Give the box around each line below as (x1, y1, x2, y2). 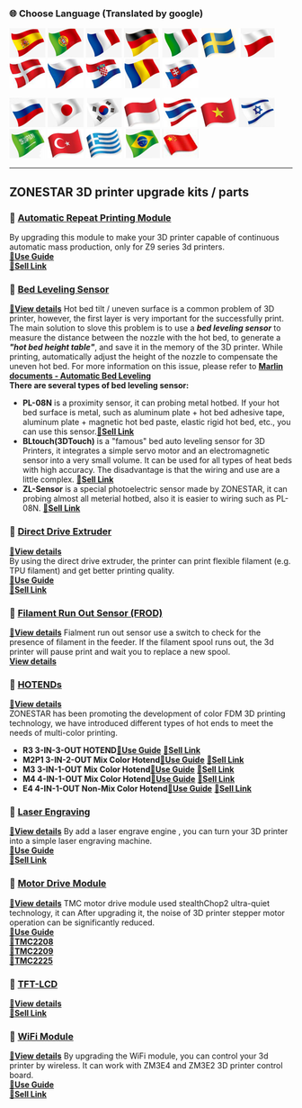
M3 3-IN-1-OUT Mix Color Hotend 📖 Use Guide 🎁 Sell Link (22, 764, 235, 775)
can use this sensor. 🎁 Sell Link (22, 426, 135, 437)
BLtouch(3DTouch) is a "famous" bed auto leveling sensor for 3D (22, 436, 265, 447)
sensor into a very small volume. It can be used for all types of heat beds (22, 455, 292, 466)
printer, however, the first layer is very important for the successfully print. (9, 313, 285, 324)
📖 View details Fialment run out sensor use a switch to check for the (9, 627, 262, 638)
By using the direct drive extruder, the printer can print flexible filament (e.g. (9, 555, 291, 566)
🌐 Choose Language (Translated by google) (9, 7, 204, 20)
